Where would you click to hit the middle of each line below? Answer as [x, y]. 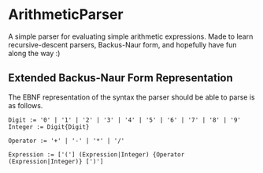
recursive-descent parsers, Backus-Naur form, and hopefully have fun [122, 44]
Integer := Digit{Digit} [49, 127]
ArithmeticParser [66, 15]
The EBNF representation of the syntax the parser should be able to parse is [131, 97]
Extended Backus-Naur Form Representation [121, 78]
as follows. [26, 105]
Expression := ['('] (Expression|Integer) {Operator [96, 154]
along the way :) [34, 53]
